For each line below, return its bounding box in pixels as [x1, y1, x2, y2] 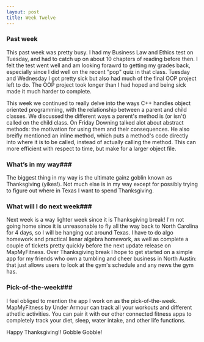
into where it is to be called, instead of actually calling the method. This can [6, 138, 197, 145]
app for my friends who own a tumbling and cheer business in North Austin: [6, 255, 197, 263]
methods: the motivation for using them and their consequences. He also [6, 125, 190, 133]
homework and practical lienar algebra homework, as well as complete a [6, 236, 189, 243]
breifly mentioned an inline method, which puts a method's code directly [6, 132, 189, 139]
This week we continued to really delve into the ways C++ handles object [6, 99, 191, 107]
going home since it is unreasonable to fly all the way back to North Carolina [6, 222, 199, 230]
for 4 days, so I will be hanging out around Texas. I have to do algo [6, 229, 174, 236]
